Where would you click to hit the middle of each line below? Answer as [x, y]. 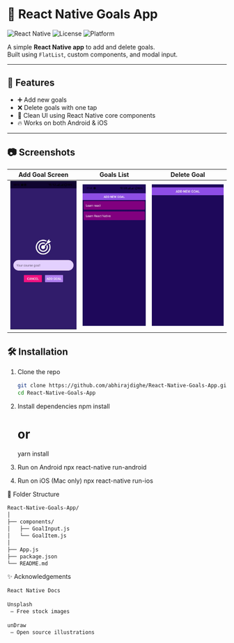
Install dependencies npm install [63, 406]
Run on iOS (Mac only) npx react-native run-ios [85, 481]
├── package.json [32, 557]
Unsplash [20, 605]
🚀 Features [31, 83]
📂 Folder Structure [33, 495]
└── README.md [28, 564]
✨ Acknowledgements [39, 577]
